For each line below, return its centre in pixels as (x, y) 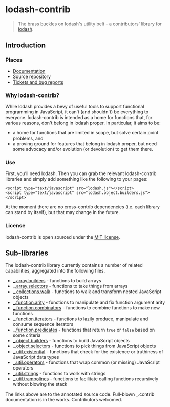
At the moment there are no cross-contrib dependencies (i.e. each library (83, 207)
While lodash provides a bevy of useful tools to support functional (75, 106)
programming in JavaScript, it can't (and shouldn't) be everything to (77, 112)
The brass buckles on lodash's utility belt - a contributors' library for (90, 24)
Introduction (26, 45)
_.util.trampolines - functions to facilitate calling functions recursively (86, 379)
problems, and (28, 138)
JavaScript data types (36, 357)
